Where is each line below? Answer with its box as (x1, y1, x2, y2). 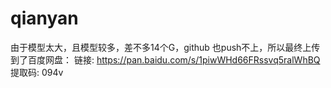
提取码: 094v (10, 66, 64, 78)
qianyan (10, 7, 79, 30)
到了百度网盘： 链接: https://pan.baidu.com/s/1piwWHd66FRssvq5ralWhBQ (10, 53, 321, 66)
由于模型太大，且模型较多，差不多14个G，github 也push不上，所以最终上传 (10, 41, 321, 53)
